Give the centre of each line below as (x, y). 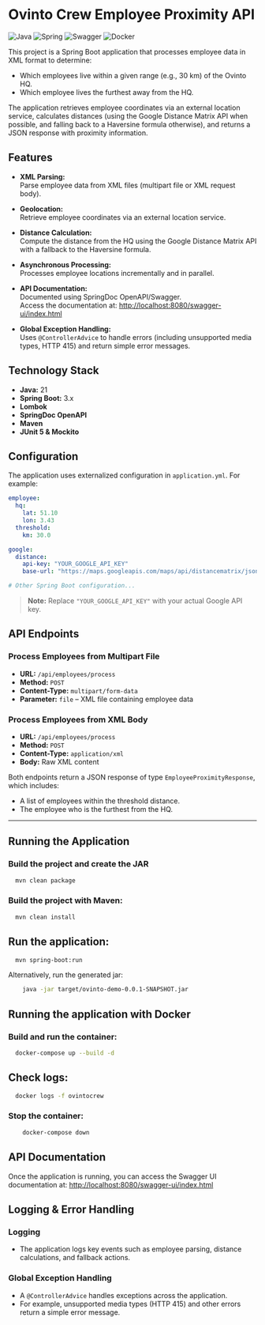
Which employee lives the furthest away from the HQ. (106, 92)
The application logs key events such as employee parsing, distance (131, 1249)
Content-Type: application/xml (71, 753)
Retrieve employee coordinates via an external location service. (123, 217)
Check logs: (38, 1078)
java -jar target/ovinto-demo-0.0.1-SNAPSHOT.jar (106, 990)
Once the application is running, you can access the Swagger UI (112, 1176)
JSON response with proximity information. (78, 133)
